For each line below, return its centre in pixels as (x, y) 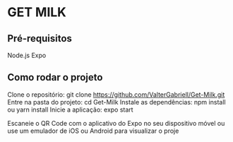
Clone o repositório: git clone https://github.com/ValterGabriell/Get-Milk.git (116, 94)
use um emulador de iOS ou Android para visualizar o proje (93, 131)
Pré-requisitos (40, 39)
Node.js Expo (27, 55)
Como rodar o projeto (55, 77)
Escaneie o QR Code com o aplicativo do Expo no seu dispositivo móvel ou (116, 123)
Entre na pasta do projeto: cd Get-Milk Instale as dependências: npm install (116, 102)
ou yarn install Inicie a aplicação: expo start (70, 110)
